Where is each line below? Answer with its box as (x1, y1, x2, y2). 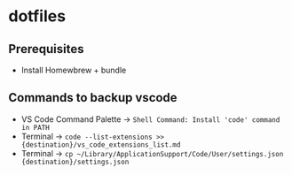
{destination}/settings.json (20, 157, 130, 166)
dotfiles (8, 6, 67, 27)
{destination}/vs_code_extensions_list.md (20, 140, 181, 149)
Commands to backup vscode (8, 90, 178, 105)
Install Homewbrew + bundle (20, 65, 127, 75)
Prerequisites (8, 42, 84, 57)
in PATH (20, 123, 50, 132)
